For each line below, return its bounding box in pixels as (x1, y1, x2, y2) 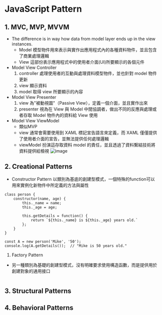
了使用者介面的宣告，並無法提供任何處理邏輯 (19, 136, 109, 141)
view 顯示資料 (19, 83, 47, 89)
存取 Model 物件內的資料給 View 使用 (23, 112, 98, 118)
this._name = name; (22, 201, 62, 205)
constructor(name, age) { (13, 196, 66, 201)
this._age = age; (22, 204, 57, 210)
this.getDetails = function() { (22, 213, 88, 218)
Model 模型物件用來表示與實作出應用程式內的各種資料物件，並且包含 (19, 47, 157, 52)
